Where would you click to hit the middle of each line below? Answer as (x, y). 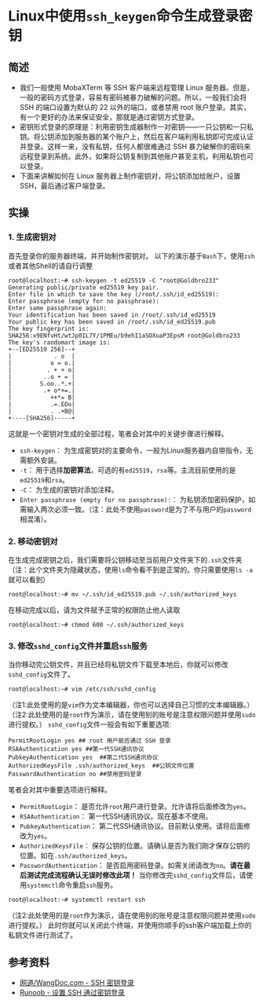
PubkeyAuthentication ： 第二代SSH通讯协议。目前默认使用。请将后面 (131, 826)
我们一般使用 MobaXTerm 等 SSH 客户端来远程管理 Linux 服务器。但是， (136, 88)
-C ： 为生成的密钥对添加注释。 (69, 489)
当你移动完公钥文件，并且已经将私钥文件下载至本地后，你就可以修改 (118, 665)
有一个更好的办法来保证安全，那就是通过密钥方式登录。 (109, 117)
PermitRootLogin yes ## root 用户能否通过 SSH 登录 (89, 741)
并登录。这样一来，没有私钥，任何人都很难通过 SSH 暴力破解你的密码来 (135, 147)
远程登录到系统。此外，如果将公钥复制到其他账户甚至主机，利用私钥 (130, 156)
